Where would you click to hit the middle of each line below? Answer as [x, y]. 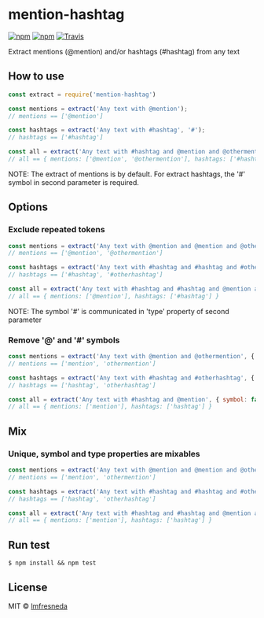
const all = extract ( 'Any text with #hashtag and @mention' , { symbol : [128, 399]
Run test [29, 545]
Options [28, 207]
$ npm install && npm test [52, 563]
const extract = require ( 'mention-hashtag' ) [82, 94]
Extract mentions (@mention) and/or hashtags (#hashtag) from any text [124, 51]
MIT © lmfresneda [38, 606]
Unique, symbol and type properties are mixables [104, 453]
